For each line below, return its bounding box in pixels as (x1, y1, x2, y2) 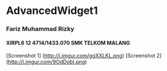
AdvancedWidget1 (6, 4, 98, 17)
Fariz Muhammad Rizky (6, 25, 74, 33)
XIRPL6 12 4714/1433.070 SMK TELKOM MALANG (6, 39, 131, 46)
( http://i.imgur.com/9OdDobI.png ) (6, 58, 87, 65)
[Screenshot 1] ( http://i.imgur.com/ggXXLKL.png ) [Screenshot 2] (6, 52, 162, 59)
